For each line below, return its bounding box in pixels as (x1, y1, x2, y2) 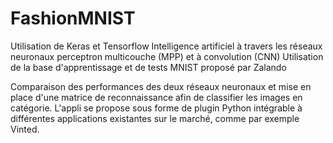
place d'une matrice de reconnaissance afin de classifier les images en (10, 91, 303, 103)
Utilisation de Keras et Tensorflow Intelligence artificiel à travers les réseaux (10, 40, 323, 52)
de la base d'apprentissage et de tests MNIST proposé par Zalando (10, 61, 287, 73)
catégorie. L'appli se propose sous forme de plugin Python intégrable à (10, 102, 303, 114)
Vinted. (10, 123, 40, 135)
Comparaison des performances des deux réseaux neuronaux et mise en (10, 80, 312, 92)
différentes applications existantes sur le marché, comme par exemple (10, 112, 300, 124)
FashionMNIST (10, 7, 136, 30)
